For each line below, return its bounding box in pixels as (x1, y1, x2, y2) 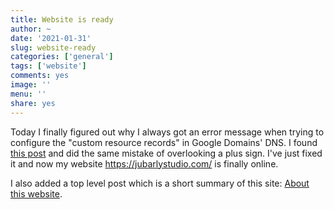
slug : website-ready (10, 42, 97, 53)
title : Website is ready (10, 14, 114, 25)
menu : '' (10, 89, 47, 99)
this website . (10, 187, 63, 200)
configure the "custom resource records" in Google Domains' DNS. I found (10, 136, 318, 148)
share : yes (10, 98, 56, 108)
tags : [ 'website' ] (10, 61, 87, 71)
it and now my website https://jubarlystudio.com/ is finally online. (10, 157, 279, 170)
